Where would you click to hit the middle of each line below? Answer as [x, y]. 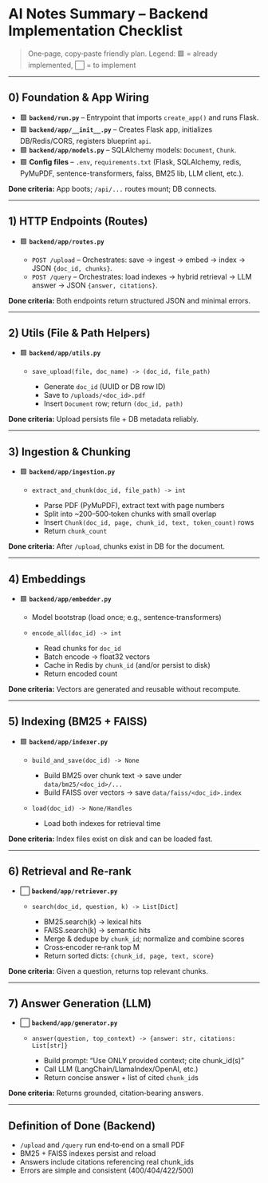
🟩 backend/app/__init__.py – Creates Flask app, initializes [116, 129]
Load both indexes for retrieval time [102, 823]
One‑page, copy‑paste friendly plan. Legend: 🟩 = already [122, 54]
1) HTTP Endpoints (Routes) [78, 222]
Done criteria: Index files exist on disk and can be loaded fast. [110, 839]
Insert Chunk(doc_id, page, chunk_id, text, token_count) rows [149, 522]
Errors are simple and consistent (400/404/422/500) [106, 1170]
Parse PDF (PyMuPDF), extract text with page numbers [134, 506]
